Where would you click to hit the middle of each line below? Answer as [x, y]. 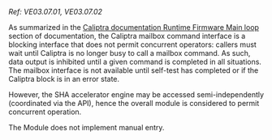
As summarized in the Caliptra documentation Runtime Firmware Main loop [134, 27]
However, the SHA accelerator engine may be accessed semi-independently [136, 95]
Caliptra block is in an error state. [64, 79]
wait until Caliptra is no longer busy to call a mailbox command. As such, [130, 53]
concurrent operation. [45, 112]
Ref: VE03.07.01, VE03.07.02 [56, 12]
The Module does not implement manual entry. [86, 127]
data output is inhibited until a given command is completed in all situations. [135, 62]
